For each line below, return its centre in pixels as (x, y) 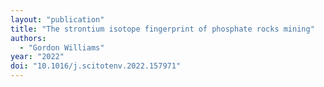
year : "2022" (37, 57)
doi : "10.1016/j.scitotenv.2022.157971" (96, 66)
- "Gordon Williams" (62, 47)
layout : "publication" (57, 19)
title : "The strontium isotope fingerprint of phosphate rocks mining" (162, 29)
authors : (28, 38)
